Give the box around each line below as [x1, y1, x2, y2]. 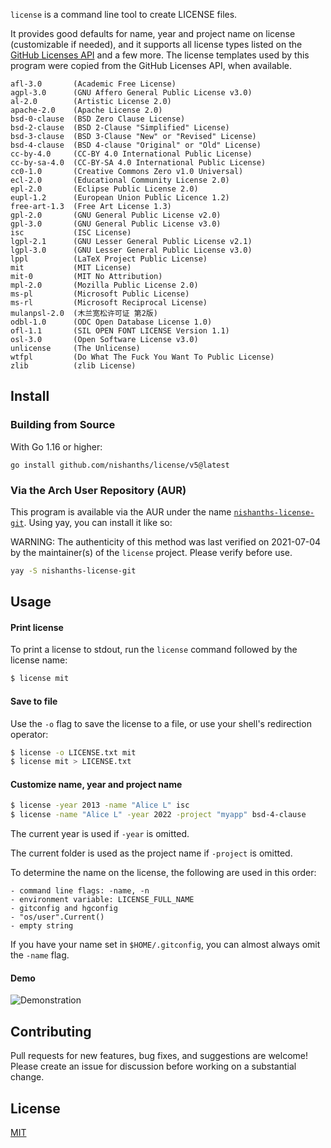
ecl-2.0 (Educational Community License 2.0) [10, 175, 230, 185]
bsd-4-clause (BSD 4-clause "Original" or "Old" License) [10, 140, 262, 150]
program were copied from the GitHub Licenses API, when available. [10, 60, 293, 71]
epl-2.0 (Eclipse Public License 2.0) [10, 184, 199, 194]
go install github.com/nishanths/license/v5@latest [10, 460, 230, 470]
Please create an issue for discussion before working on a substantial [10, 1060, 297, 1073]
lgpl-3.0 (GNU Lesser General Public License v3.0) [10, 245, 253, 255]
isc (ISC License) [10, 228, 132, 238]
